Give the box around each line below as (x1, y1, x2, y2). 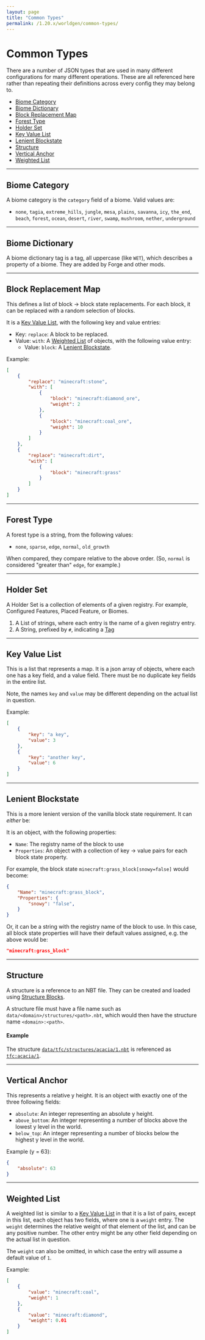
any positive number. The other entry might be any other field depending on (6, 1229, 197, 1237)
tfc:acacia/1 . (6, 1052, 41, 1060)
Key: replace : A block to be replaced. (15, 331, 109, 338)
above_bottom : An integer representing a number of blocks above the (15, 1116, 188, 1124)
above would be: (6, 936, 48, 943)
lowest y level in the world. (15, 1122, 82, 1130)
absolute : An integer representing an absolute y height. (15, 1110, 154, 1117)
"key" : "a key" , (28, 731, 70, 738)
